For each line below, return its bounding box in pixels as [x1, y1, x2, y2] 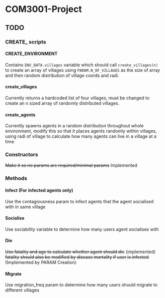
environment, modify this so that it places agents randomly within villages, [5, 128, 157, 134]
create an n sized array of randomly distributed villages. [5, 100, 120, 106]
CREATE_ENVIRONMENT [5, 51, 58, 57]
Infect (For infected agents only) [5, 187, 74, 193]
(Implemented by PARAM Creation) [5, 259, 77, 265]
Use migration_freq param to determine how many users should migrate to [5, 282, 158, 288]
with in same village [5, 204, 46, 210]
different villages [5, 287, 40, 293]
